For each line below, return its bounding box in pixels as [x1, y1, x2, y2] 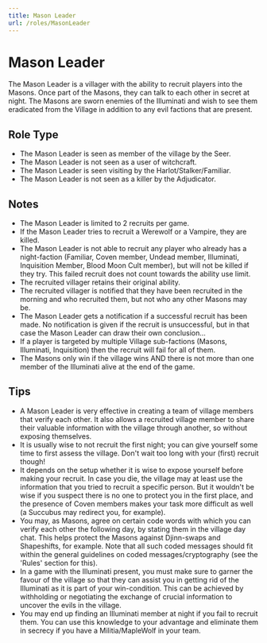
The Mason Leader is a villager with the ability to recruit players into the [8, 79, 243, 89]
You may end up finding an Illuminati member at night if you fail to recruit [19, 609, 258, 618]
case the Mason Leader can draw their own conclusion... [19, 328, 207, 338]
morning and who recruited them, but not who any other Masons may [19, 295, 248, 304]
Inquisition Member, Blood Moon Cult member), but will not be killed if [19, 261, 249, 270]
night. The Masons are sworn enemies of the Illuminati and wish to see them [8, 96, 258, 106]
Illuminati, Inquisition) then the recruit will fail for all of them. [19, 345, 216, 354]
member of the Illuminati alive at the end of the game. [19, 362, 195, 372]
